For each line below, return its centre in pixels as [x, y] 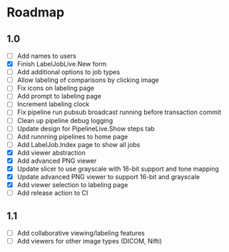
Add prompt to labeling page [59, 96]
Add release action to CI [52, 193]
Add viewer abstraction [51, 152]
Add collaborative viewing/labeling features [81, 233]
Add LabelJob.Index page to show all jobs [78, 144]
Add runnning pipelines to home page [72, 136]
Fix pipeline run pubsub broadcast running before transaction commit [119, 112]
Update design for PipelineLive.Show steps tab [86, 128]
